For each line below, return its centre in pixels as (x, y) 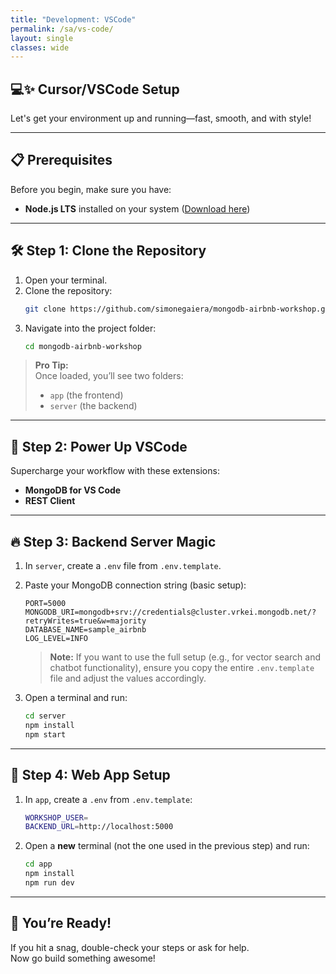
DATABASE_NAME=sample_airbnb (85, 630)
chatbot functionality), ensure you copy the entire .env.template (182, 668)
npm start (45, 734)
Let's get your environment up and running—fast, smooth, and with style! (161, 118)
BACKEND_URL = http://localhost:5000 (99, 827)
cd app (38, 864)
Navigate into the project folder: (90, 328)
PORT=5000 (45, 604)
